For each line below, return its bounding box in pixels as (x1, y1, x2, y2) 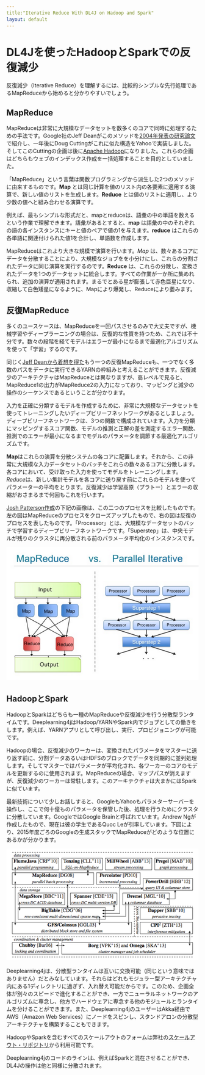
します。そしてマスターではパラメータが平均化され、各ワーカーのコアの (6, 762, 187, 769)
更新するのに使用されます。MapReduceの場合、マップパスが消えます (16, 770, 191, 776)
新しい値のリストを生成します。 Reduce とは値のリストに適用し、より (22, 191, 198, 198)
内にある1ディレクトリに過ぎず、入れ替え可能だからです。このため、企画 (6, 983, 189, 990)
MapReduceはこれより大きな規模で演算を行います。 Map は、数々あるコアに (6, 247, 199, 255)
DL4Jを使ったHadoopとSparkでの (6, 45, 180, 59)
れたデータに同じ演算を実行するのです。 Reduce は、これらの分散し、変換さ (6, 262, 198, 270)
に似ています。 (6, 785, 44, 792)
